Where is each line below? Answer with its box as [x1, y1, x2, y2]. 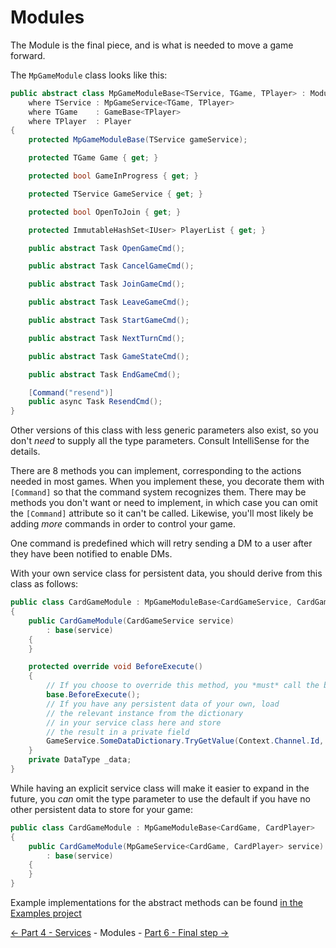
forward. [10, 49, 46, 61]
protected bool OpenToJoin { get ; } [28, 207, 182, 217]
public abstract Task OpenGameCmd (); [28, 243, 186, 253]
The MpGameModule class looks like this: [10, 69, 168, 81]
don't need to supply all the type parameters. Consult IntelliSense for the [10, 435, 310, 447]
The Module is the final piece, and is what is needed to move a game [10, 39, 294, 51]
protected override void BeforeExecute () [28, 662, 203, 672]
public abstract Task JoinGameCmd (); [28, 279, 186, 290]
